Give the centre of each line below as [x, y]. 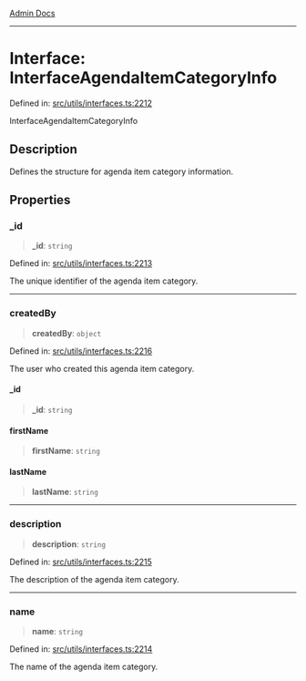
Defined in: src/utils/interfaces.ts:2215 [81, 562]
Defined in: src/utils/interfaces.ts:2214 [81, 649]
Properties [40, 200]
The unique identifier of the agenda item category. [104, 281]
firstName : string [66, 451]
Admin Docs [32, 13]
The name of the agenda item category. [84, 666]
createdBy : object [66, 333]
